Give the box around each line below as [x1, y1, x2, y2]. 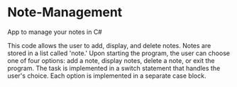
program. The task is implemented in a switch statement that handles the [7, 64, 221, 72]
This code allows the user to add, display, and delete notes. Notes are [7, 41, 211, 50]
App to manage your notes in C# [7, 28, 103, 36]
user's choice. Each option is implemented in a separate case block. [7, 71, 206, 80]
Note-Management [7, 4, 123, 21]
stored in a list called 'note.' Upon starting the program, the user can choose [7, 49, 231, 57]
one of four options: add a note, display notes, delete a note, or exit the [7, 56, 215, 64]
